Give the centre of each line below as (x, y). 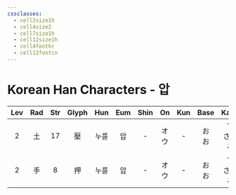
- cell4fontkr (34, 46)
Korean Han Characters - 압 (88, 90)
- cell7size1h (34, 33)
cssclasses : (25, 14)
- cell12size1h (36, 40)
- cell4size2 (33, 27)
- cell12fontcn (36, 53)
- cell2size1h (34, 20)
